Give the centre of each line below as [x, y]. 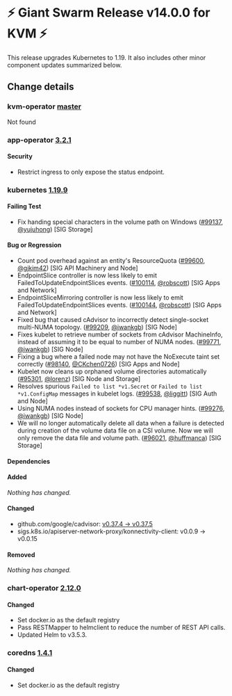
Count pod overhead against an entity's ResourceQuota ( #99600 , [111, 261]
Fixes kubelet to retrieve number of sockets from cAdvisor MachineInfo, [120, 334]
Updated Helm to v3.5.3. [52, 635]
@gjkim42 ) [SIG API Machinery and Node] [77, 268]
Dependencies [29, 461]
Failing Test [24, 207]
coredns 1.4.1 [30, 653]
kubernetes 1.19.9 [38, 190]
